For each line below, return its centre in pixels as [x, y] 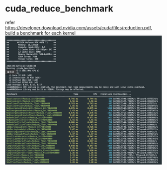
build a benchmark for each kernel [41, 33]
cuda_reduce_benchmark [59, 9]
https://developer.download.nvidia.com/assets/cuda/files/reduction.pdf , [79, 27]
